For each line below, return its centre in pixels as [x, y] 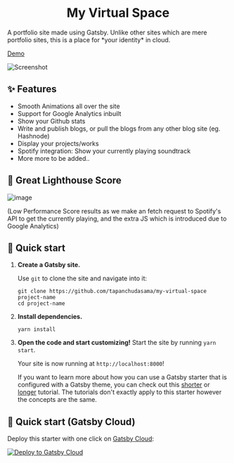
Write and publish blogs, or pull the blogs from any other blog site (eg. [119, 129]
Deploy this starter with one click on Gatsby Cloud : [81, 439]
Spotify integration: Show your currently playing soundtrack [104, 151]
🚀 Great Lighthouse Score [64, 181]
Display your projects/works [58, 143]
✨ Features [32, 89]
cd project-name [41, 304]
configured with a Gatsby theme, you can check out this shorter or [113, 385]
